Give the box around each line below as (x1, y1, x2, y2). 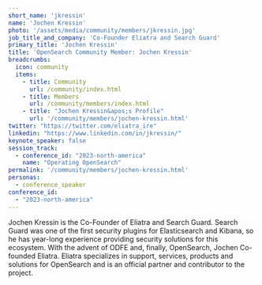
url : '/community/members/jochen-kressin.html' (28, 115, 189, 123)
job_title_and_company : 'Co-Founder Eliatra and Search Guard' (8, 33, 221, 42)
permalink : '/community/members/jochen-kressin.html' (8, 166, 189, 174)
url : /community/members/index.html (28, 100, 150, 108)
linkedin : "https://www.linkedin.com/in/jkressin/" (8, 129, 182, 137)
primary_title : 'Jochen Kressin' (8, 41, 118, 49)
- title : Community (22, 78, 87, 85)
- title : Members (22, 93, 80, 101)
